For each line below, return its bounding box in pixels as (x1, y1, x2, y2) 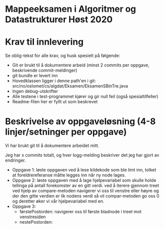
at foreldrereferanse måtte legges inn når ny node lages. (12, 172, 126, 178)
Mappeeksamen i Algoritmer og (5, 3, 136, 15)
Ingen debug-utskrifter (12, 88, 58, 94)
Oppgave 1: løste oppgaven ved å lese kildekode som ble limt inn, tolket (12, 167, 157, 173)
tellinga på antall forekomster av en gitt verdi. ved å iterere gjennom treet (12, 183, 159, 189)
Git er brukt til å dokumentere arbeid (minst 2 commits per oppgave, (12, 62, 150, 68)
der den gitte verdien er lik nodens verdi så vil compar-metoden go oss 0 (12, 193, 160, 199)
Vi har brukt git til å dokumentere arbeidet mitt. (5, 143, 99, 148)
